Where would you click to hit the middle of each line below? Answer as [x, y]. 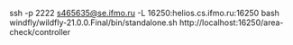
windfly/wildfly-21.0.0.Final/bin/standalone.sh [93, 22]
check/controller [40, 32]
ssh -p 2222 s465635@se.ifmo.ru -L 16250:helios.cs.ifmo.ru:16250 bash [144, 13]
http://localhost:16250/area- [231, 22]
